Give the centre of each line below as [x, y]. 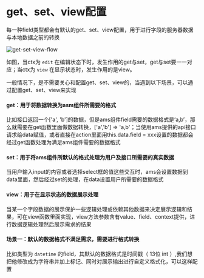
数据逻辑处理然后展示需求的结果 [51, 224]
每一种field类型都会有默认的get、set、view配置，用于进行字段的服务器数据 [100, 30]
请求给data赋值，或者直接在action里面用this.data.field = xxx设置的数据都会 [100, 135]
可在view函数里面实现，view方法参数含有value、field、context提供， [103, 217]
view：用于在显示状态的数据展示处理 [53, 194]
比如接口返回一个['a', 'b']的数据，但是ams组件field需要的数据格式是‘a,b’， [98, 120]
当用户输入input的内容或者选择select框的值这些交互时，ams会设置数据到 [97, 172]
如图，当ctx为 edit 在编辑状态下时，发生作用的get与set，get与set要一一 [97, 62]
